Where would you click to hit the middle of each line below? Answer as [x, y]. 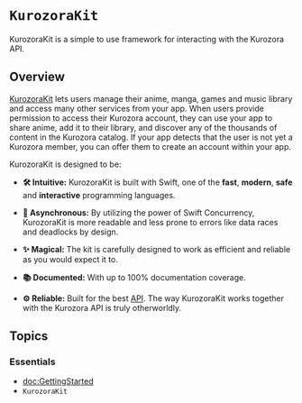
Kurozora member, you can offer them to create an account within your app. [150, 146]
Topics [29, 336]
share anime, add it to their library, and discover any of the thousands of [143, 127]
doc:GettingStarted [58, 381]
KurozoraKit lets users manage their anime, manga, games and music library [151, 98]
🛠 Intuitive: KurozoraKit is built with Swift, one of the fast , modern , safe [157, 182]
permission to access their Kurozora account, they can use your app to [141, 118]
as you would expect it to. [70, 259]
